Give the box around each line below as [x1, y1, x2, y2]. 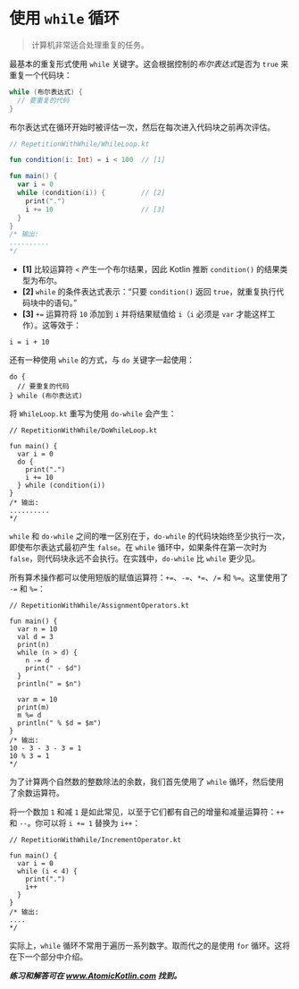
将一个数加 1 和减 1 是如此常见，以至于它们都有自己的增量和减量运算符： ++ [9, 806, 285, 817]
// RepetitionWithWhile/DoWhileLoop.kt [9, 426, 158, 435]
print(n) [17, 641, 50, 650]
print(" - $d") [25, 664, 82, 673]
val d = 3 [17, 633, 54, 642]
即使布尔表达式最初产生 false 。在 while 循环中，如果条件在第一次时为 [9, 542, 268, 553]
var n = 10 [17, 625, 58, 634]
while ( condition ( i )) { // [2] [17, 189, 166, 198]
